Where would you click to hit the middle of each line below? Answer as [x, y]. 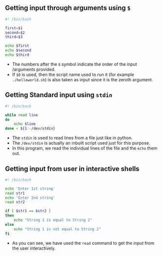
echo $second [18, 51]
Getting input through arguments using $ [68, 8]
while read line [21, 115]
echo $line [25, 124]
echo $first [17, 46]
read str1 [15, 193]
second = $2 [15, 33]
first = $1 [14, 28]
